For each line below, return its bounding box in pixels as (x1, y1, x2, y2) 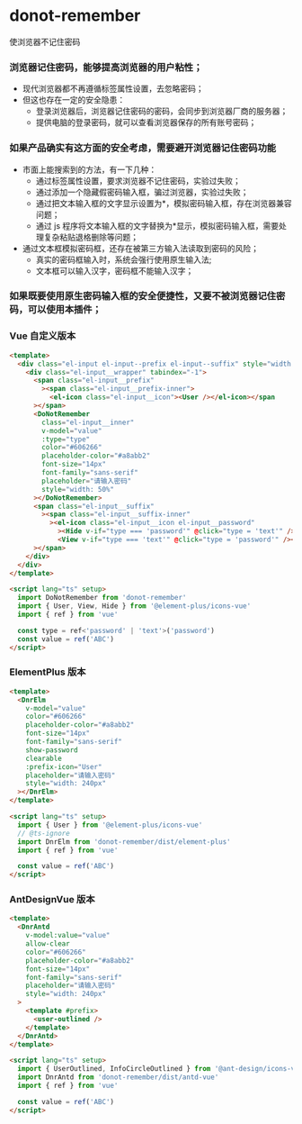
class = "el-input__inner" (41, 418, 135, 427)
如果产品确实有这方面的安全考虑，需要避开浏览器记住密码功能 (9, 141, 277, 154)
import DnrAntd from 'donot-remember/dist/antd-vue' (17, 1073, 219, 1082)
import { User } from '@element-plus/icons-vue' (17, 820, 203, 829)
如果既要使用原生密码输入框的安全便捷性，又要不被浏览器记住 (9, 290, 277, 303)
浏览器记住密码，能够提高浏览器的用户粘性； (9, 60, 203, 73)
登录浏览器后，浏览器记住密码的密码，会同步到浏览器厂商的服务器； (35, 105, 289, 117)
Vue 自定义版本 (9, 330, 76, 342)
